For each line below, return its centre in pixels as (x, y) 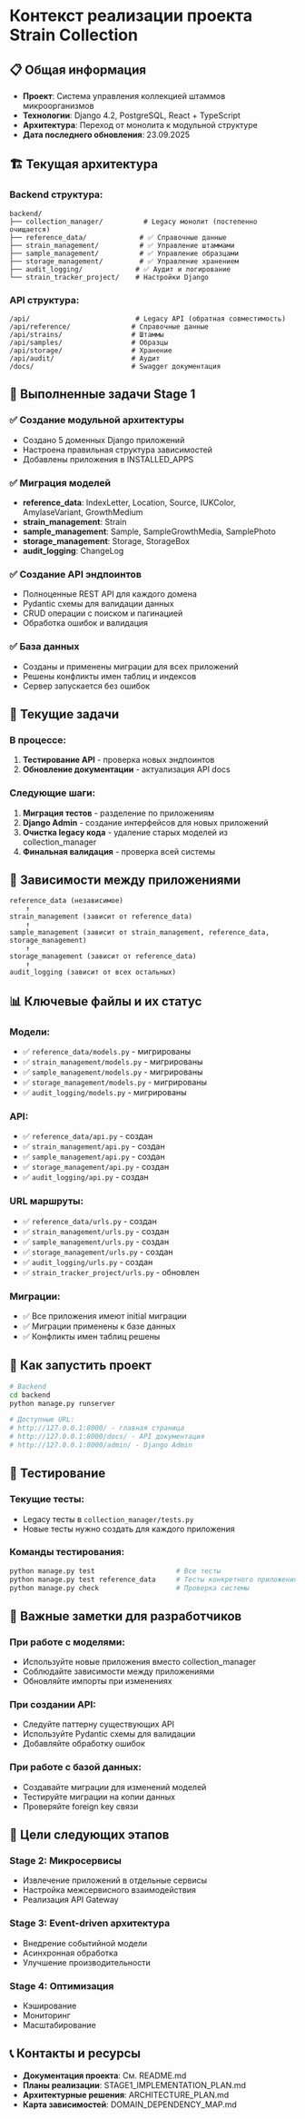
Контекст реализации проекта (131, 16)
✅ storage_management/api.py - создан (96, 1167)
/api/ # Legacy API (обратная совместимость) (148, 319)
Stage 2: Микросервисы (66, 1861)
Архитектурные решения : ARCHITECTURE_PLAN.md (126, 2094)
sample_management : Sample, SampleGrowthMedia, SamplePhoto (149, 531)
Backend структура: (56, 194)
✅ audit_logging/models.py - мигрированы (105, 1093)
